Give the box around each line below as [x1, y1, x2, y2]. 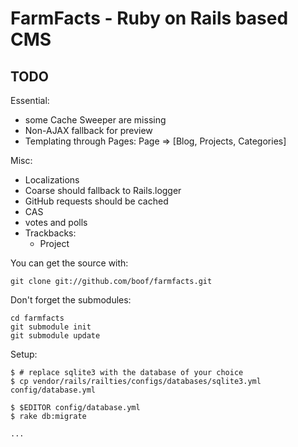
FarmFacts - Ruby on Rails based [10, 7, 289, 30]
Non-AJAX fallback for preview [24, 125, 153, 136]
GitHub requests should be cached [24, 195, 169, 207]
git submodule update [10, 331, 101, 341]
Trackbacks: [24, 227, 77, 239]
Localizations [24, 174, 80, 186]
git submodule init [10, 322, 92, 332]
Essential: [10, 95, 50, 106]
